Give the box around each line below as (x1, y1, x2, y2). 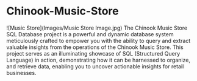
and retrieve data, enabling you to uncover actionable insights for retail (6, 62, 184, 70)
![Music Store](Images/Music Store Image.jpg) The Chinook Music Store (6, 24, 188, 31)
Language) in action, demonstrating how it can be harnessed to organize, (6, 56, 191, 63)
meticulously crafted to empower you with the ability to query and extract (6, 37, 191, 44)
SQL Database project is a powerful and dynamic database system (6, 30, 174, 37)
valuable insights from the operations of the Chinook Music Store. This (6, 44, 184, 51)
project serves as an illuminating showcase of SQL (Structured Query (6, 50, 181, 57)
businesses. (6, 69, 37, 76)
